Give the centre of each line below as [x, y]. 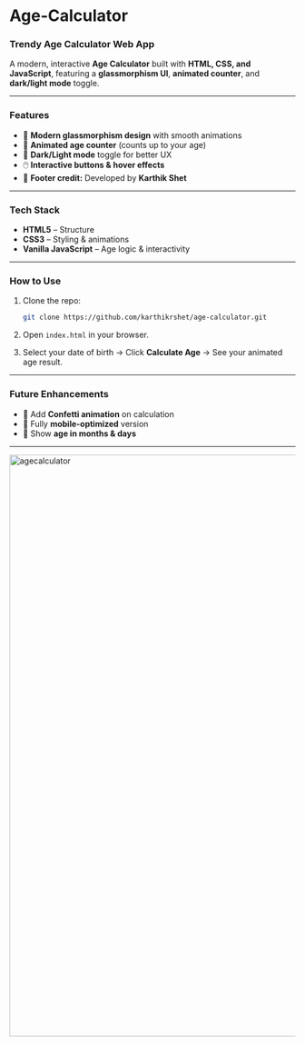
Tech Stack [35, 210]
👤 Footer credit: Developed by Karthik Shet [105, 177]
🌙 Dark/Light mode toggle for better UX [97, 154]
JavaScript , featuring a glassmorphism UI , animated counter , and [135, 74]
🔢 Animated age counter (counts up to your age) [114, 144]
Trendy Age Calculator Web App [82, 45]
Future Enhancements [59, 394]
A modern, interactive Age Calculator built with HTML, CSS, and [130, 64]
